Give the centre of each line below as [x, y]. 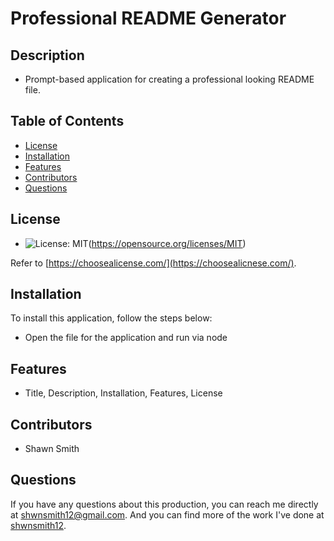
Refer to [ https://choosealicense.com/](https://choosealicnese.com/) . [153, 263]
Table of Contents [67, 121]
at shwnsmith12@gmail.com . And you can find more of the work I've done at [167, 514]
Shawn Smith [52, 449]
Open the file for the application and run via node [126, 338]
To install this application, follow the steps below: [111, 318]
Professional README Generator [148, 18]
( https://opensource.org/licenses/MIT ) [167, 243]
